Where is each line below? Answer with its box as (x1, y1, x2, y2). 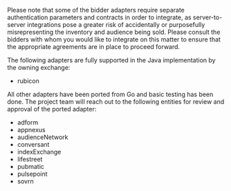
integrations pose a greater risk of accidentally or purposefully (27, 21, 205, 28)
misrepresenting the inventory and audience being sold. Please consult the (7, 28, 221, 36)
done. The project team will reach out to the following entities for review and (7, 98, 225, 106)
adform (17, 118, 39, 127)
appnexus (17, 126, 46, 134)
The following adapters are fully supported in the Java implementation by (7, 56, 216, 64)
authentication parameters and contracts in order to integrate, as (7, 13, 192, 21)
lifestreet (17, 155, 43, 163)
